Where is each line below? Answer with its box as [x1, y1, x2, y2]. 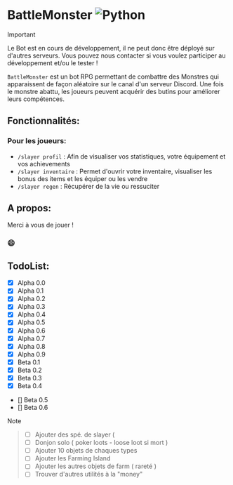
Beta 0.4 [17, 381, 43, 390]
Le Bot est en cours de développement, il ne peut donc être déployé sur [7, 44, 215, 52]
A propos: [7, 202, 51, 214]
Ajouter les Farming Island [34, 454, 111, 463]
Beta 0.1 [17, 358, 41, 366]
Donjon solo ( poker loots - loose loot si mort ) [34, 439, 168, 447]
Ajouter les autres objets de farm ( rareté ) [34, 462, 157, 470]
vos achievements [17, 159, 70, 168]
